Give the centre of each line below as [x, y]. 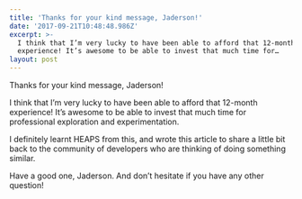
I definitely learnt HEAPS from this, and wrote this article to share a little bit [147, 139]
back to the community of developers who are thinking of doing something [147, 149]
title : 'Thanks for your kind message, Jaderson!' [106, 18]
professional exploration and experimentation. [94, 122]
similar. [22, 158]
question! [27, 185]
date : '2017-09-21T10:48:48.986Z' [74, 26]
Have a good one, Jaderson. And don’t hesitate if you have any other [137, 176]
